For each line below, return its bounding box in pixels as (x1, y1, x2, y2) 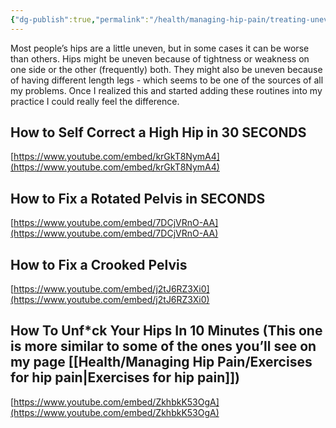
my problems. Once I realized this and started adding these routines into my (10, 84, 323, 96)
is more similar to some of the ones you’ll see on (10, 338, 317, 355)
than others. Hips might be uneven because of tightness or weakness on (10, 52, 310, 65)
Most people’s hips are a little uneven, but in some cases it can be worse (10, 42, 310, 54)
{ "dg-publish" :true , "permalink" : (10, 14, 150, 25)
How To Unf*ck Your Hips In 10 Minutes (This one (10, 322, 323, 340)
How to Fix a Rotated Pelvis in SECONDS (10, 190, 266, 207)
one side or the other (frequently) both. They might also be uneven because (10, 63, 323, 75)
